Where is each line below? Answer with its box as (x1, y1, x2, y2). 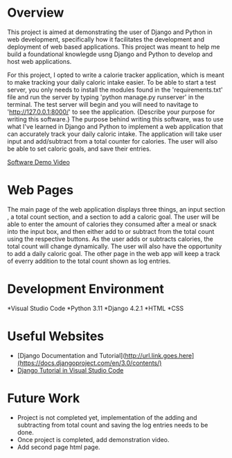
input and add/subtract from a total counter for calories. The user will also (7, 137, 218, 145)
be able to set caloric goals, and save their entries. (7, 144, 152, 153)
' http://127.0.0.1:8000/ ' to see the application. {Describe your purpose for (7, 108, 215, 116)
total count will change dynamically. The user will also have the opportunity (7, 241, 222, 251)
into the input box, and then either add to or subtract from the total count (7, 227, 215, 235)
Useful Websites (7, 328, 105, 344)
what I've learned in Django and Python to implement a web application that (7, 122, 224, 130)
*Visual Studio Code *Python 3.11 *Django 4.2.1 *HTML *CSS (7, 304, 184, 312)
